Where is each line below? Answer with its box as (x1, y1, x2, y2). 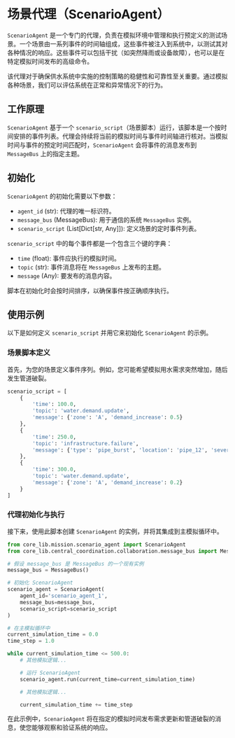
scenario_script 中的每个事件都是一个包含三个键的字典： (7, 239, 173, 247)
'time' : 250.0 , (32, 433, 77, 440)
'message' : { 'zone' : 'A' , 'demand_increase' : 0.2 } (32, 479, 183, 486)
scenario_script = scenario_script (20, 605, 117, 613)
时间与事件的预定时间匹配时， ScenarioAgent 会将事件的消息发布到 (7, 141, 197, 149)
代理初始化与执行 (7, 510, 65, 520)
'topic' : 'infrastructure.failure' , (32, 440, 139, 447)
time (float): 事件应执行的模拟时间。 (17, 253, 121, 263)
